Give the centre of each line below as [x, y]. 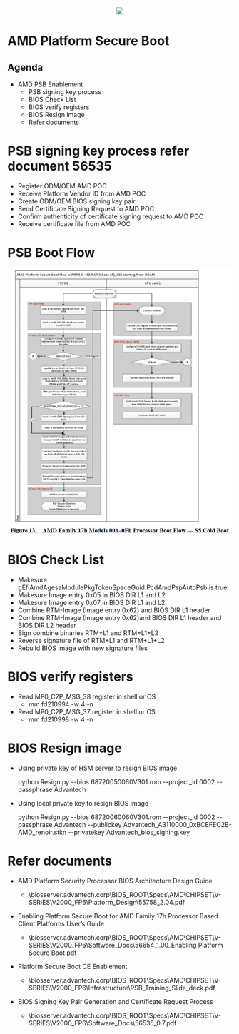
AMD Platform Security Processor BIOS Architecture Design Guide [115, 881]
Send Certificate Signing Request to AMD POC [86, 208]
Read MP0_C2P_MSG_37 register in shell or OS [86, 711]
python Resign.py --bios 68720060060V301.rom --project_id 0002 [116, 817]
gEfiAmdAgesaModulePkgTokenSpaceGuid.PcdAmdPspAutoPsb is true [122, 587]
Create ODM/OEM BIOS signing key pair [76, 201]
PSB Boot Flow [51, 253]
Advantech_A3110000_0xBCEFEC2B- [177, 824]
